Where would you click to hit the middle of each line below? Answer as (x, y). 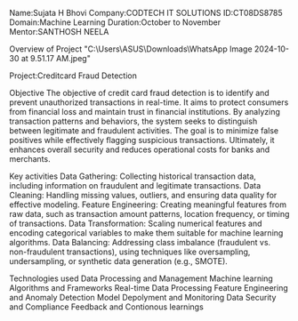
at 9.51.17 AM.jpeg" (56, 58)
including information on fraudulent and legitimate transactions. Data (135, 185)
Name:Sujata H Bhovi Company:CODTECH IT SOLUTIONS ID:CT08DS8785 (146, 13)
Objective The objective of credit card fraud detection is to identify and (139, 93)
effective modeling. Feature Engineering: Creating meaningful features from (148, 205)
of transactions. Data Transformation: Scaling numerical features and (136, 223)
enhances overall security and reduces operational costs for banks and (140, 149)
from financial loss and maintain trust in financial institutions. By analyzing (145, 112)
